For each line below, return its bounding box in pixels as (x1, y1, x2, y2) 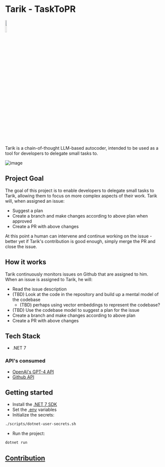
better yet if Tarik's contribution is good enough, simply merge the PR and (5, 238, 156, 244)
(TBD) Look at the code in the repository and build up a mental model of (12, 291, 159, 297)
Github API (12, 374, 35, 380)
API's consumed (5, 357, 46, 364)
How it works (5, 258, 46, 266)
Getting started (5, 388, 53, 397)
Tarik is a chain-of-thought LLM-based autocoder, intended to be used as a (5, 145, 159, 151)
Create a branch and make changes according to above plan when (12, 213, 148, 219)
